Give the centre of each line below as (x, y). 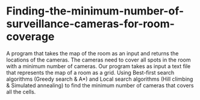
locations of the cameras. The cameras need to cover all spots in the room (98, 60)
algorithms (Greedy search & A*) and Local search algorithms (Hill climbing (100, 79)
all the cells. (21, 92)
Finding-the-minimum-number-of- (95, 11)
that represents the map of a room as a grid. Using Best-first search (90, 72)
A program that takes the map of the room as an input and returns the (92, 53)
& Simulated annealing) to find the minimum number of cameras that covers (100, 85)
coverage (30, 37)
